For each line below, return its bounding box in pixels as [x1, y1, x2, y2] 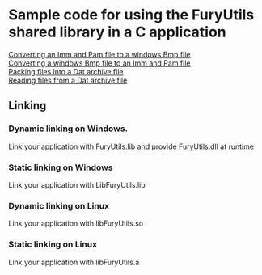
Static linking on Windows [8, 162, 113, 173]
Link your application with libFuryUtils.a [8, 257, 140, 267]
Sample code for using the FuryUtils [8, 6, 255, 24]
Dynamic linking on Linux [8, 200, 110, 211]
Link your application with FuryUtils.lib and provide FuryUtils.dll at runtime [8, 142, 255, 151]
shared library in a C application [8, 23, 226, 41]
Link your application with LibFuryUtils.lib [8, 180, 146, 189]
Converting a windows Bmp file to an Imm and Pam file [8, 58, 191, 68]
